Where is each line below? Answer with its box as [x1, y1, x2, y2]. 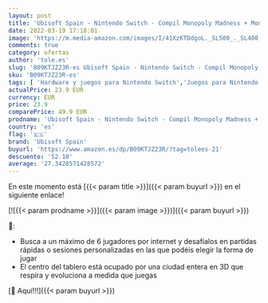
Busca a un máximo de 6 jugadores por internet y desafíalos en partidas [19, 237, 257, 246]
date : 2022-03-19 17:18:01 [8, 26, 98, 34]
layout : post [8, 11, 52, 20]
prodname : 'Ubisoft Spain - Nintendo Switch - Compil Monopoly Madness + [8, 116, 259, 124]
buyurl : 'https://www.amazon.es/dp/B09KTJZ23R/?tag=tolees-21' [8, 145, 223, 153]
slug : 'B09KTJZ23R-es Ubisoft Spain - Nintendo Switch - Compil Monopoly [8, 64, 259, 72]
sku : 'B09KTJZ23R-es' [8, 71, 81, 79]
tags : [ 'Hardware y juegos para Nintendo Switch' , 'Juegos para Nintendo [8, 78, 259, 86]
